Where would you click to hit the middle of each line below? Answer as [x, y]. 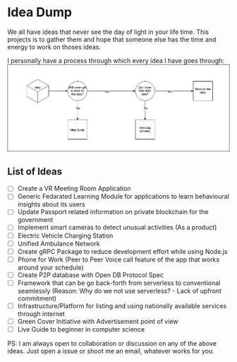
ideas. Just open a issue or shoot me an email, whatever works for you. [111, 351]
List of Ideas [35, 171]
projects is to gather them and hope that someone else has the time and [112, 39]
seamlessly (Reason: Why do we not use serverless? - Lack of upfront [120, 291]
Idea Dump [40, 12]
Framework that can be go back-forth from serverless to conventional [119, 283]
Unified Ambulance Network [59, 243]
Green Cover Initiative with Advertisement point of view [98, 321]
